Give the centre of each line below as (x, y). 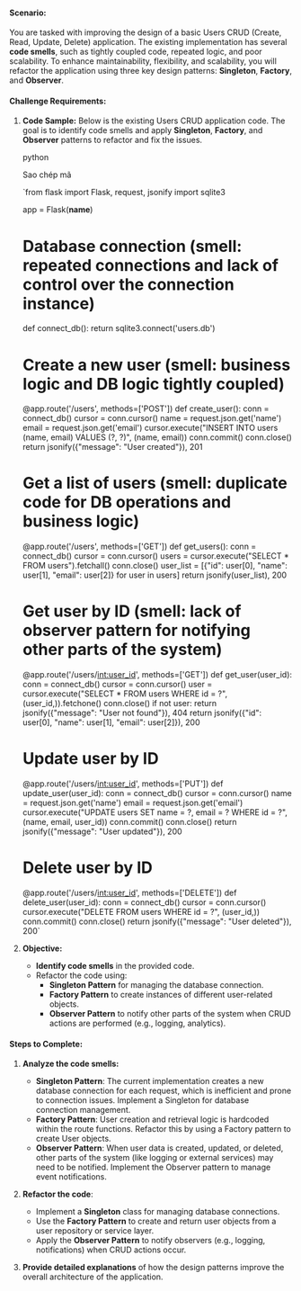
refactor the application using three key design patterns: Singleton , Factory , (150, 71)
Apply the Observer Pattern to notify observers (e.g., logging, (150, 1241)
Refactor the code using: (81, 975)
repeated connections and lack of (150, 265)
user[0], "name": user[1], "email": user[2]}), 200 (111, 722)
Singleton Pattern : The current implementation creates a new (150, 1081)
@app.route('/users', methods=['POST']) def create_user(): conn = (146, 408)
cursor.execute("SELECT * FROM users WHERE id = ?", (124, 694)
